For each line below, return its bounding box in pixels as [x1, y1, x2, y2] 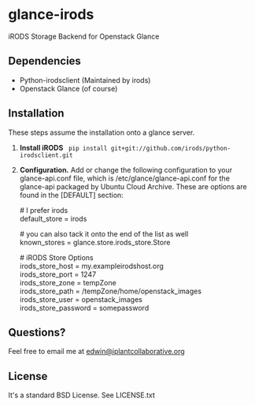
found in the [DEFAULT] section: [19, 190, 124, 199]
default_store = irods [19, 214, 87, 223]
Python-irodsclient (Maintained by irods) [19, 75, 151, 84]
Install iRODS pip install [19, 143, 108, 152]
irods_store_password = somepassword [19, 303, 150, 312]
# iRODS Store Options [19, 252, 94, 262]
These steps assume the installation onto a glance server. [8, 128, 195, 137]
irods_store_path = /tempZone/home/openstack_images [19, 286, 202, 296]
